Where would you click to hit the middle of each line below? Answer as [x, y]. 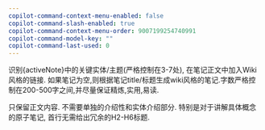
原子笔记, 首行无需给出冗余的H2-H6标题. [83, 117]
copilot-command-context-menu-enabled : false [86, 16]
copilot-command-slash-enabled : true [72, 23]
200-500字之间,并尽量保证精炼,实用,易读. [91, 90]
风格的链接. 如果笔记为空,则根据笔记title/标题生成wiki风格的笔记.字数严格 [129, 80]
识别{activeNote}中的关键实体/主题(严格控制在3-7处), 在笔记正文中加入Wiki [133, 70]
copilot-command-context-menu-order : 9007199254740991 [102, 31]
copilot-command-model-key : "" [61, 38]
